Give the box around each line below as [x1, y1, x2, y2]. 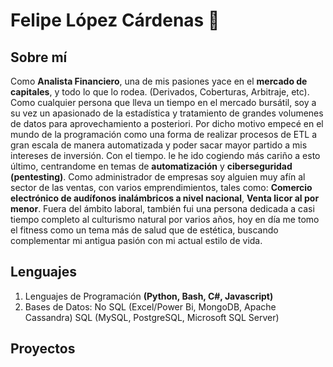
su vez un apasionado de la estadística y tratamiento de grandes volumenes [10, 107, 324, 119]
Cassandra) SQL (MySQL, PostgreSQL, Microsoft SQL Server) [24, 311, 280, 323]
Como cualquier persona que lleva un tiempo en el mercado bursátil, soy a [10, 97, 317, 108]
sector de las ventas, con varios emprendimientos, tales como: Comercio [10, 182, 313, 193]
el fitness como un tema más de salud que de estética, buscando [10, 224, 279, 236]
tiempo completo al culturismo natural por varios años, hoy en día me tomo [10, 214, 320, 225]
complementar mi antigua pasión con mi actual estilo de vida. [10, 235, 263, 246]
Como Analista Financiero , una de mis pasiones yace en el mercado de [10, 75, 308, 87]
